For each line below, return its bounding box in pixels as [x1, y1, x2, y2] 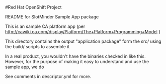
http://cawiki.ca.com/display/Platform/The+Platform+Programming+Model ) [5, 29, 161, 34]
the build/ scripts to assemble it [5, 44, 70, 49]
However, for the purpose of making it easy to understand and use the [5, 59, 149, 64]
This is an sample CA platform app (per [5, 23, 85, 29]
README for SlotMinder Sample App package [5, 14, 99, 19]
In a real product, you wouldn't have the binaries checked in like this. [5, 53, 146, 59]
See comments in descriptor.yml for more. [5, 74, 91, 79]
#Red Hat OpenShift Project [5, 4, 62, 10]
